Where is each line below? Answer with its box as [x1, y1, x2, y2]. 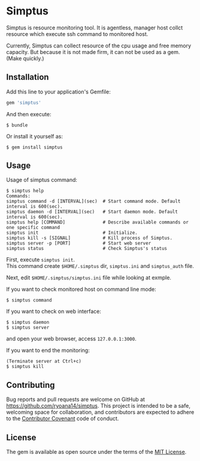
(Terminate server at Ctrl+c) [6, 358, 82, 364]
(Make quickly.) [6, 55, 44, 62]
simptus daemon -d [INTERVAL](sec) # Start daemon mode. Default [6, 209, 178, 215]
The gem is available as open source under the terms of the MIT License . [6, 448, 187, 456]
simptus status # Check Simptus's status [6, 246, 168, 252]
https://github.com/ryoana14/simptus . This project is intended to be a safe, [6, 402, 190, 409]
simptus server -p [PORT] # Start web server [6, 240, 151, 246]
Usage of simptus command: [6, 176, 78, 183]
